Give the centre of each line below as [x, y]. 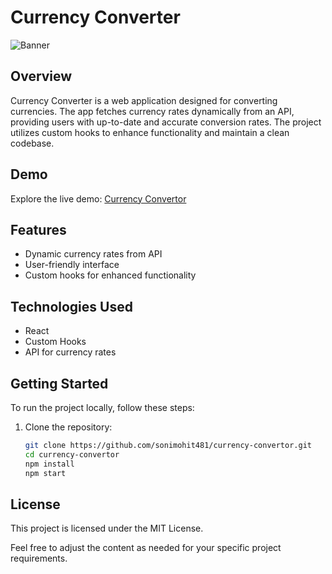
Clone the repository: [68, 427]
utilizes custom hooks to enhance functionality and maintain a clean [150, 132]
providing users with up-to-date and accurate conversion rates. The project [166, 122]
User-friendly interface [72, 265]
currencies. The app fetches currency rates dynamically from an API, [152, 111]
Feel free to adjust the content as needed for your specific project [146, 548]
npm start [45, 473]
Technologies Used [71, 306]
